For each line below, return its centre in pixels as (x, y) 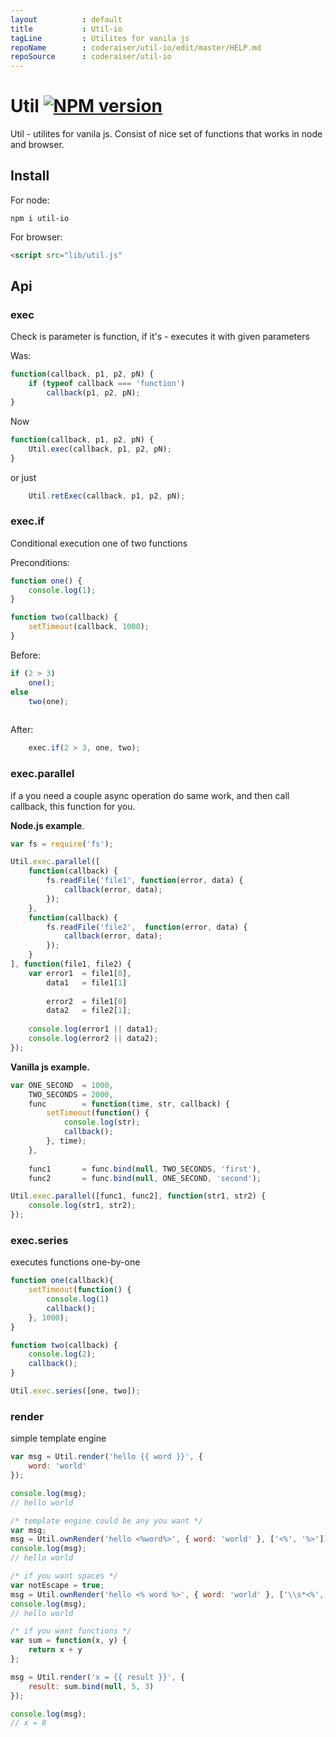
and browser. (37, 145)
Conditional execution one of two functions (99, 543)
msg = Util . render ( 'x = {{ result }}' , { (98, 1677)
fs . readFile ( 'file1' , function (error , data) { (145, 881)
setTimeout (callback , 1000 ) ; (89, 627)
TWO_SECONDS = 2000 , (71, 1094)
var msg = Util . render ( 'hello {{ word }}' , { (106, 1457)
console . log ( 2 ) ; (62, 1354)
